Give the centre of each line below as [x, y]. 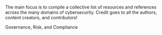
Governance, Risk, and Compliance [41, 27]
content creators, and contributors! [41, 17]
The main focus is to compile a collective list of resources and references [81, 7]
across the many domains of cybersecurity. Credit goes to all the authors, [81, 12]
